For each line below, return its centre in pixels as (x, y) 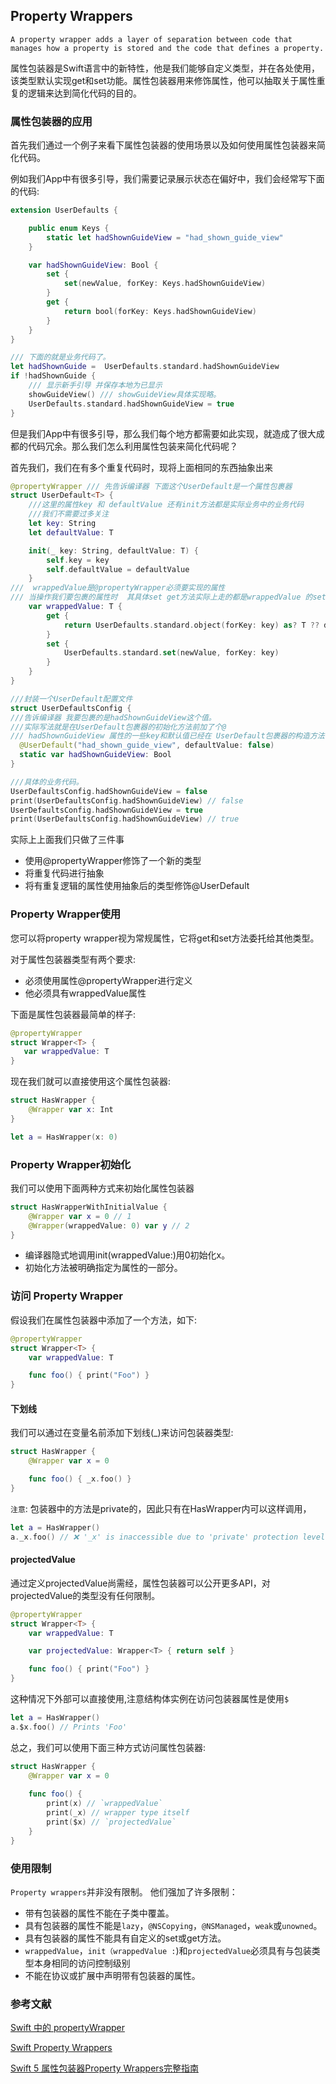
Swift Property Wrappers (61, 2048)
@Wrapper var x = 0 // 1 (80, 1216)
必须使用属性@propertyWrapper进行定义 (108, 980)
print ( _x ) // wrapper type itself (118, 1813)
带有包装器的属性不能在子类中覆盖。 (99, 1913)
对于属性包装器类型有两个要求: (73, 959)
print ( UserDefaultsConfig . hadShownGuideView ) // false (127, 800)
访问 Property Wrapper (66, 1296)
